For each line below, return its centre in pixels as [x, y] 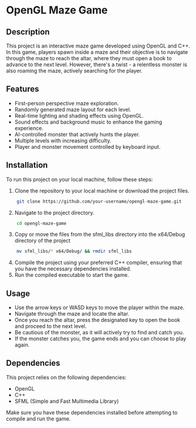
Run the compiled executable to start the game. [72, 275]
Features [23, 89]
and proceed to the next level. [51, 326]
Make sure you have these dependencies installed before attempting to [92, 412]
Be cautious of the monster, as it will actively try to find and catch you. [99, 333]
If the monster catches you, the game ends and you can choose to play [100, 339]
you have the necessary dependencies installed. [73, 269]
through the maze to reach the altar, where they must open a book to [89, 58]
